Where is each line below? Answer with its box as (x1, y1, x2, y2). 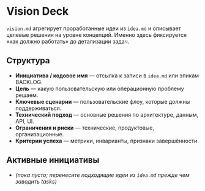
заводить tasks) (15, 177, 57, 185)
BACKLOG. (15, 78, 43, 85)
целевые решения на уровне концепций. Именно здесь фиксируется (6, 31, 187, 38)
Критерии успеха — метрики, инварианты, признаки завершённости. (15, 137, 199, 144)
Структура (6, 55, 50, 66)
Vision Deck (6, 4, 69, 18)
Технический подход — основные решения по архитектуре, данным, (15, 111, 199, 118)
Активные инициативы (6, 155, 100, 165)
